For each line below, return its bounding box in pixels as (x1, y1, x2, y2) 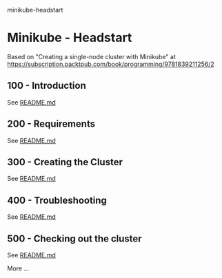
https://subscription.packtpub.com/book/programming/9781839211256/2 (7, 60, 215, 68)
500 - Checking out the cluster (7, 233, 143, 244)
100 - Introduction (7, 80, 86, 92)
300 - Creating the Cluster (7, 156, 123, 168)
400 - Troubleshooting (7, 194, 107, 206)
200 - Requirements (7, 118, 95, 130)
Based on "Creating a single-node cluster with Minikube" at (7, 52, 176, 61)
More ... (7, 264, 30, 272)
